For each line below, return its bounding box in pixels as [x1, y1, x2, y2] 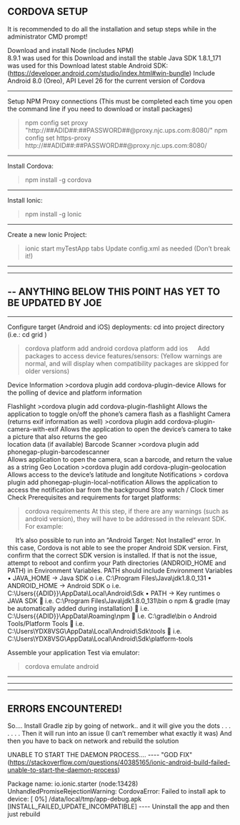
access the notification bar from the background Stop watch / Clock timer [7, 485, 224, 494]
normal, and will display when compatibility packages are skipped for [24, 359, 229, 368]
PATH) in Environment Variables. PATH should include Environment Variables [7, 566, 233, 575]
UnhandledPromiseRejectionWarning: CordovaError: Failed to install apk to [7, 787, 226, 796]
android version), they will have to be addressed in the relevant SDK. [24, 514, 227, 523]
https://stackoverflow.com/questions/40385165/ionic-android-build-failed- [9, 758, 231, 766]
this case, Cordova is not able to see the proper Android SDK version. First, [7, 543, 229, 552]
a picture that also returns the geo [7, 432, 108, 441]
